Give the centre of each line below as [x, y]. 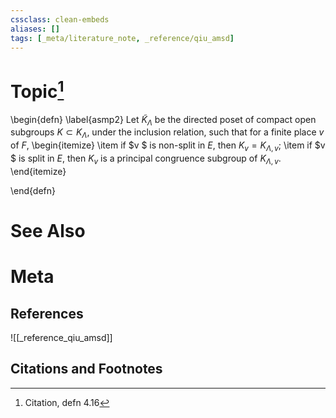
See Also [48, 231]
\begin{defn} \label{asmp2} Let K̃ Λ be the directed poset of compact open [163, 120]
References [47, 313]
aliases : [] [35, 29]
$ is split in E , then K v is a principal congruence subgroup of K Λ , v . [146, 159]
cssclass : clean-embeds [60, 19]
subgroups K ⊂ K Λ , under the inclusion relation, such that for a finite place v [167, 133]
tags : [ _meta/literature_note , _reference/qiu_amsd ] [122, 38]
